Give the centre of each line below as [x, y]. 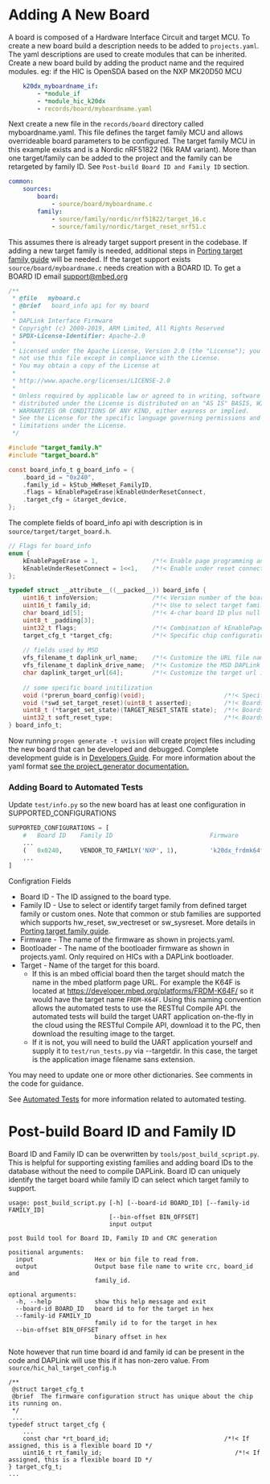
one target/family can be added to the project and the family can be [121, 158]
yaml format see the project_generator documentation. [99, 766]
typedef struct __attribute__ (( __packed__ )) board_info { [107, 591]
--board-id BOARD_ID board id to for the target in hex [115, 1308]
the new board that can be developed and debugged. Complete [114, 749]
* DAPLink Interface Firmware [62, 321]
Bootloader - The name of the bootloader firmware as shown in [125, 947]
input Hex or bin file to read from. [107, 1259]
